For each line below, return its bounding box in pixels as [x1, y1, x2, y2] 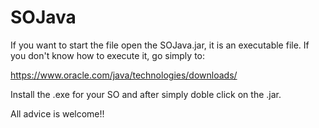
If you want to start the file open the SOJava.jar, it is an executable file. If [10, 39, 310, 51]
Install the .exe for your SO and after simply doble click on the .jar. [10, 88, 282, 100]
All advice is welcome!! [10, 107, 105, 120]
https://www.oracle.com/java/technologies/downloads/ [10, 69, 238, 81]
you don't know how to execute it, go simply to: [10, 49, 206, 61]
